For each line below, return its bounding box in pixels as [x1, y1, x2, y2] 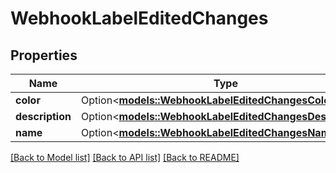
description [15, 110, 72, 123]
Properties [10, 47, 78, 64]
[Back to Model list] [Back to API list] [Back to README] [10, 152, 240, 163]
